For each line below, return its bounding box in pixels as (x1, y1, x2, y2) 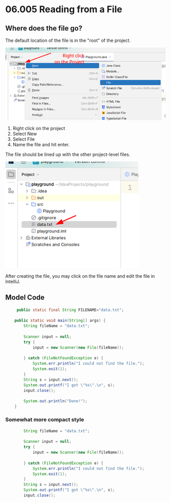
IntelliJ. (5, 278, 20, 284)
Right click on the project (12, 125, 65, 131)
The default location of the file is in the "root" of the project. (5, 37, 131, 43)
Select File (12, 136, 35, 142)
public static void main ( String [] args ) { (14, 318, 106, 323)
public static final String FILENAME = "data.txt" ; (16, 307, 124, 312)
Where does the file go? (5, 24, 82, 33)
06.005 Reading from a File (5, 4, 123, 15)
